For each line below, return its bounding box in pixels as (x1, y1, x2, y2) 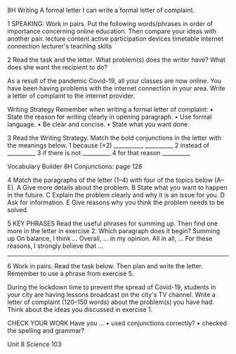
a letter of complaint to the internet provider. (7, 91, 136, 100)
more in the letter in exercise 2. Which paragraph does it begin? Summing (7, 227, 221, 235)
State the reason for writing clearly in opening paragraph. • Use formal (7, 112, 212, 121)
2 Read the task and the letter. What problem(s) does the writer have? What (7, 55, 226, 64)
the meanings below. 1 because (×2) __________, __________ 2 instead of (7, 141, 209, 150)
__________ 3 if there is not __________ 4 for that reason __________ (7, 149, 191, 157)
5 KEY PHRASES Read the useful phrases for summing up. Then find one (7, 219, 218, 228)
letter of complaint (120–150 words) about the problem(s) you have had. (7, 298, 214, 306)
